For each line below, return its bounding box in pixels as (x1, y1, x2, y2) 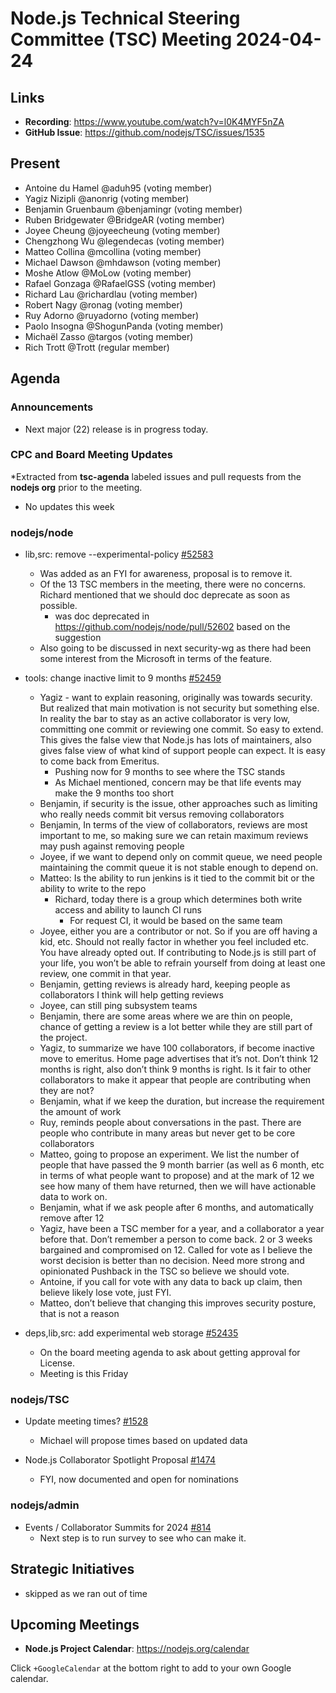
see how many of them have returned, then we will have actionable (39, 1180, 317, 1192)
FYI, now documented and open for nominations (39, 1473, 239, 1486)
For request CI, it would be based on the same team (69, 915, 283, 927)
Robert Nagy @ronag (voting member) (24, 298, 183, 311)
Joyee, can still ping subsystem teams (39, 1000, 198, 1012)
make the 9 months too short (54, 787, 174, 799)
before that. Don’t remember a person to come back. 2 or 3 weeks (39, 1233, 313, 1246)
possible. (39, 600, 78, 612)
